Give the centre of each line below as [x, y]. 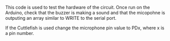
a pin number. [20, 33]
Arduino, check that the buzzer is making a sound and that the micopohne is [85, 13]
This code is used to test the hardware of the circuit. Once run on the [78, 7]
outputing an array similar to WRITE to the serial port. [61, 18]
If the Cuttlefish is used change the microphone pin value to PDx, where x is [85, 28]
